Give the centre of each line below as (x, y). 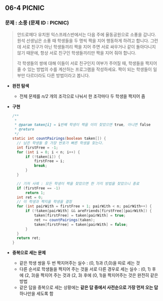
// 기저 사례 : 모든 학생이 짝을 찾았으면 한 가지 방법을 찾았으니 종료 (78, 183)
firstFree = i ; (49, 161)
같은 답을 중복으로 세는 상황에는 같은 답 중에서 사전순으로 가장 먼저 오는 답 (89, 287)
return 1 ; (35, 193)
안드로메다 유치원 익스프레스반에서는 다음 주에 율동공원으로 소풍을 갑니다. (87, 34)
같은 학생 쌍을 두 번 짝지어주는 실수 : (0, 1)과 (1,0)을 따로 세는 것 (80, 263)
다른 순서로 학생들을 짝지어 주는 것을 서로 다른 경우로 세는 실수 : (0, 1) (85, 269)
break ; (41, 166)
